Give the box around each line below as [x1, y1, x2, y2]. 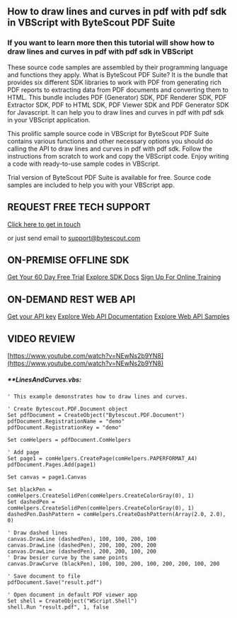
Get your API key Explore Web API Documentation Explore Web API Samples [7, 312, 230, 321]
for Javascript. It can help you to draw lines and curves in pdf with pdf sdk [7, 108, 224, 116]
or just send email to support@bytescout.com [7, 234, 141, 242]
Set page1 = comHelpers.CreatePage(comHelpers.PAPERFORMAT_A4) [7, 454, 198, 462]
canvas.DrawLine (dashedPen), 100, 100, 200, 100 [7, 535, 157, 542]
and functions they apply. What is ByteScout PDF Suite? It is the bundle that [7, 70, 228, 79]
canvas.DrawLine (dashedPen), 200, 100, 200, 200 [7, 542, 157, 549]
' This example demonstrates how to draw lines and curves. [7, 393, 189, 400]
